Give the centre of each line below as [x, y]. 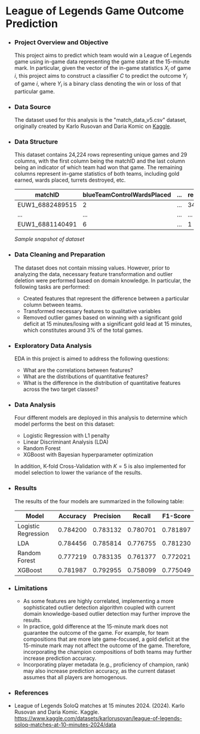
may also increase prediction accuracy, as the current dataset [99, 671]
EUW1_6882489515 [47, 205]
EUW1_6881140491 [47, 224]
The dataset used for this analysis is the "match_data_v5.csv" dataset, [100, 120]
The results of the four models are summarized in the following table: [99, 501]
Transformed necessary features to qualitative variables [92, 311]
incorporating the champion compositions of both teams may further [107, 652]
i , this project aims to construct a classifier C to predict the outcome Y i [101, 77]
